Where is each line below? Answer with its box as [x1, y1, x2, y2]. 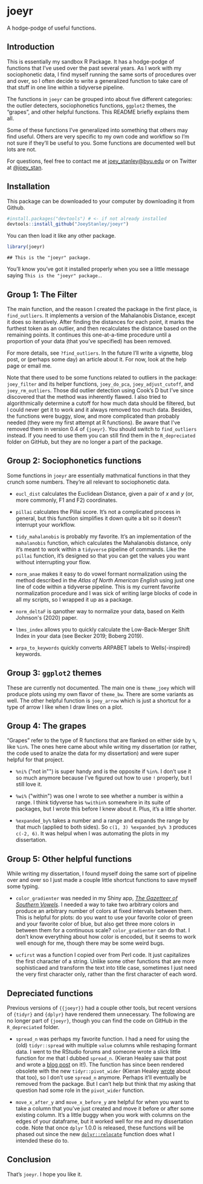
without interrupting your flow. [15, 558, 91, 565]
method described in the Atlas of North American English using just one [15, 576, 195, 584]
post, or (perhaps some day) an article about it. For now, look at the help [7, 356, 187, 363]
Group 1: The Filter [7, 289, 78, 300]
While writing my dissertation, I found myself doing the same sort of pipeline [7, 870, 197, 877]
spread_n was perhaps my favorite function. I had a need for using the [15, 1035, 190, 1042]
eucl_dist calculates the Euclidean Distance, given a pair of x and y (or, [15, 490, 194, 497]
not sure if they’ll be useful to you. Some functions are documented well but [7, 139, 196, 146]
